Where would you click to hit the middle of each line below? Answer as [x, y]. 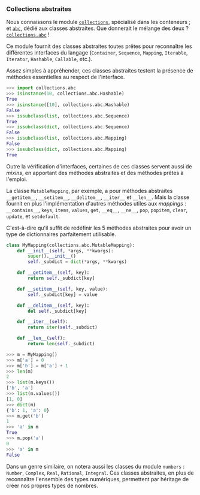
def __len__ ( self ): [41, 338]
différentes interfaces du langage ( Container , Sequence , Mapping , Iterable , [97, 53]
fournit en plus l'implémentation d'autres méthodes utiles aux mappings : [96, 203]
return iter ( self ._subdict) [63, 328]
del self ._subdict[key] [57, 311]
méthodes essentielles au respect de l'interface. [66, 77]
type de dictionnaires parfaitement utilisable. [61, 234]
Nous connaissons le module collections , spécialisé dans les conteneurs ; [99, 22]
